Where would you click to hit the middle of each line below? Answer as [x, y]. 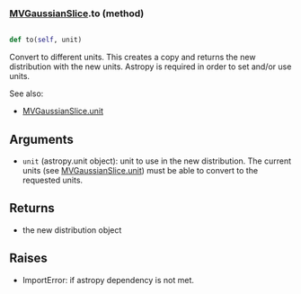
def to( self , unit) [46, 40]
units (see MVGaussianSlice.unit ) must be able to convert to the [140, 170]
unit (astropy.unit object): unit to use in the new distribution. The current [157, 161]
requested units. [53, 180]
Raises [28, 258]
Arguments [42, 139]
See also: [27, 94]
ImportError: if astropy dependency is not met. [108, 280]
